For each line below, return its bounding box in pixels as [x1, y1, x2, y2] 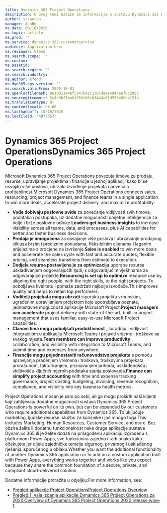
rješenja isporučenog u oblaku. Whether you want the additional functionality [5, 446, 162, 452]
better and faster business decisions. [12, 230, 88, 236]
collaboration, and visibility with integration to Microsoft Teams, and [12, 341, 152, 347]
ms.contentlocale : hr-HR [5, 105, 57, 110]
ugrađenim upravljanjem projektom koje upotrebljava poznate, [12, 299, 140, 305]
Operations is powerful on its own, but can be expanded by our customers [5, 404, 158, 410]
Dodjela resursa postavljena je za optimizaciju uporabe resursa [12, 262, 145, 268]
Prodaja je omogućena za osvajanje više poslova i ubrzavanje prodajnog [12, 235, 162, 242]
